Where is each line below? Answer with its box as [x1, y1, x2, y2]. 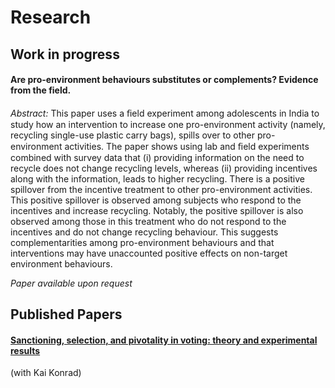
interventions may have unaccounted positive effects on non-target [10, 247, 288, 259]
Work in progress [10, 46, 120, 63]
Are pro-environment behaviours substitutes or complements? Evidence [10, 74, 319, 86]
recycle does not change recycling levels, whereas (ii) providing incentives [10, 162, 318, 174]
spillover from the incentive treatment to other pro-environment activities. [10, 183, 313, 195]
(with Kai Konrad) [10, 367, 82, 379]
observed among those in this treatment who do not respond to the [10, 215, 287, 227]
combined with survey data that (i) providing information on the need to [10, 151, 305, 163]
